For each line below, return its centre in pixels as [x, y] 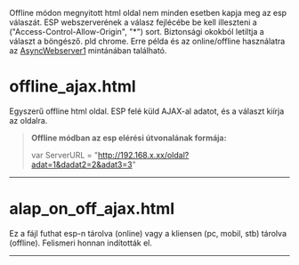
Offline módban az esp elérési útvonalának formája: [129, 138]
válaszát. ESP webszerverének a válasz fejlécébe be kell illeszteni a [133, 22]
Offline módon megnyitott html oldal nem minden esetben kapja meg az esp [148, 13]
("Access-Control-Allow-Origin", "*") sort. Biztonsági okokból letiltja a [137, 32]
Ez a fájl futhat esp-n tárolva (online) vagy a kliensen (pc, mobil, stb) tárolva [148, 233]
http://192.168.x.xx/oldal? [143, 155]
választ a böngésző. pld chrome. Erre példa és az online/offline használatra [147, 41]
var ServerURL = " [65, 155]
